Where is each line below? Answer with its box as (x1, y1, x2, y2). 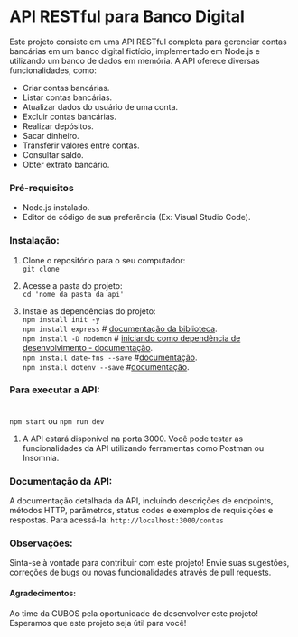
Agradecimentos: (9, 588, 77, 599)
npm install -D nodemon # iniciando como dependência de (22, 332, 241, 344)
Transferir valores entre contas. (22, 140, 140, 151)
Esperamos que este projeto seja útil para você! (9, 617, 187, 628)
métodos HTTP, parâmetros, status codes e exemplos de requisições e (9, 505, 274, 516)
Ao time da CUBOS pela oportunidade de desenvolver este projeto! (9, 607, 259, 619)
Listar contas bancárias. (22, 92, 113, 103)
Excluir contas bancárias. (22, 111, 117, 122)
